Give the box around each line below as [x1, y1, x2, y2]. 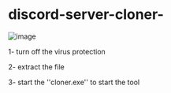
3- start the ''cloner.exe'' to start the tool [8, 77, 140, 87]
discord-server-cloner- [8, 6, 164, 24]
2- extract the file [8, 61, 65, 72]
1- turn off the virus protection [8, 46, 106, 56]
